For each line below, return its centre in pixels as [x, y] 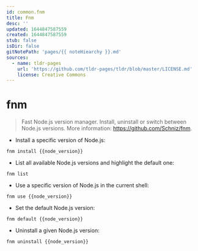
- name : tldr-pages [37, 63]
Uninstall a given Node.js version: [57, 231]
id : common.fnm [26, 12]
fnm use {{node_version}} [39, 197]
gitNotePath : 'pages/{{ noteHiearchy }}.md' [64, 52]
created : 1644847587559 [37, 35]
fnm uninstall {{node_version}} [47, 242]
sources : [17, 58]
